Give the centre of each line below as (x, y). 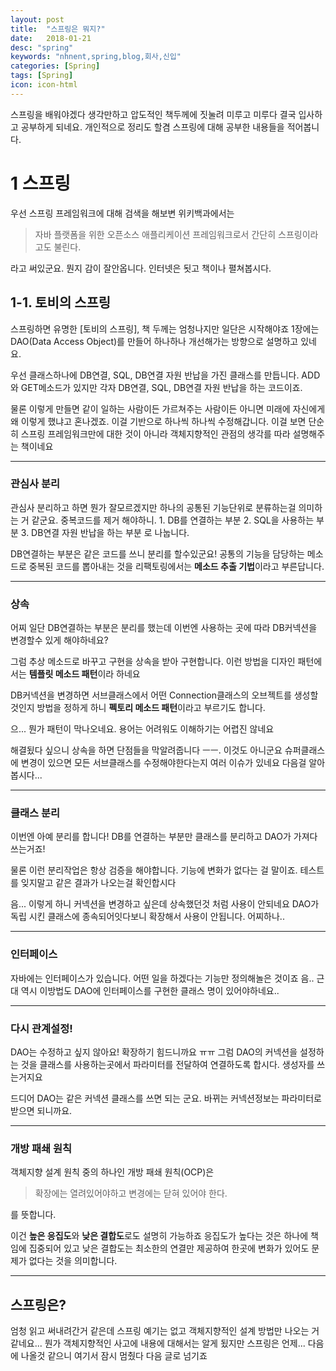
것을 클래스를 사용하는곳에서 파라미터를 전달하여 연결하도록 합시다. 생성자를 (167, 1064)
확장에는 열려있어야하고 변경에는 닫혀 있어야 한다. (131, 1193)
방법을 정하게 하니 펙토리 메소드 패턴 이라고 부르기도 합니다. (151, 708)
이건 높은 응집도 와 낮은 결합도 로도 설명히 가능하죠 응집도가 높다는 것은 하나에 (159, 1236)
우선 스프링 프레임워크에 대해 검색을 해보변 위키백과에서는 (122, 213)
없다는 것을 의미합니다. (73, 1261)
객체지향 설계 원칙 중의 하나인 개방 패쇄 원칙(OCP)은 (112, 1172)
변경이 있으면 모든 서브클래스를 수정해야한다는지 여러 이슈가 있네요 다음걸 (163, 763)
